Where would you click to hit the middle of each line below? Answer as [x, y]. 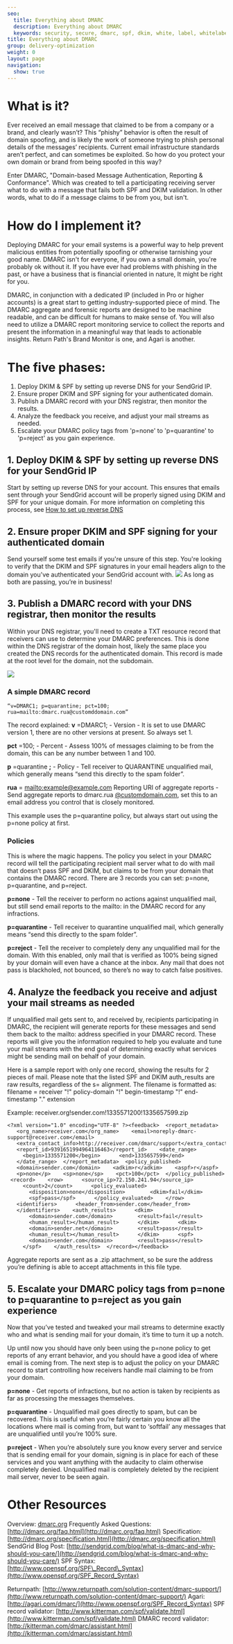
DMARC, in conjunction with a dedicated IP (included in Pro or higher [106, 295]
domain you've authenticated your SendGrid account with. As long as [111, 574]
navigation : [24, 65]
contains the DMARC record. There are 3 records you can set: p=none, [109, 878]
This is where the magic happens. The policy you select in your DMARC [110, 856]
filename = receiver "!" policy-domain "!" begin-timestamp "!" [95, 1092]
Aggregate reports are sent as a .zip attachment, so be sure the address [110, 1260]
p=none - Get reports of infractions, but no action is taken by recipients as [114, 1391]
